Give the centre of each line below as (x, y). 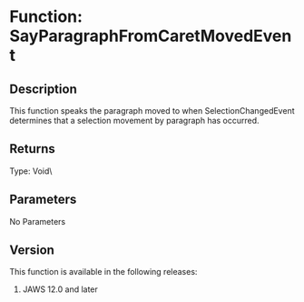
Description (43, 89)
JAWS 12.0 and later (60, 289)
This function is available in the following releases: (103, 272)
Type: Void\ (31, 171)
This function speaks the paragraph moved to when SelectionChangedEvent (152, 111)
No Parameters (38, 221)
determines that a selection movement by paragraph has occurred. (135, 121)
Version (32, 251)
